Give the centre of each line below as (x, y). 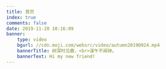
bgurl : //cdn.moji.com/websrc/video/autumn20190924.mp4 (89, 46)
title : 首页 (20, 12)
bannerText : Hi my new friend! (56, 56)
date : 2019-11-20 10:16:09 (40, 28)
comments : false (26, 23)
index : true (21, 17)
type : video (32, 40)
